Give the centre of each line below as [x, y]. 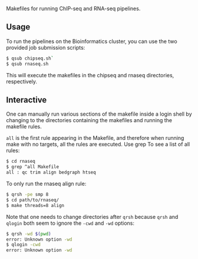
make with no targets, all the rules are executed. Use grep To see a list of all [98, 145]
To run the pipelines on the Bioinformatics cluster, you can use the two [92, 41]
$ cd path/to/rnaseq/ [33, 200]
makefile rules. [24, 127]
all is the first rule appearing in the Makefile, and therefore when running [95, 138]
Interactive [27, 100]
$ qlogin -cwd [24, 245]
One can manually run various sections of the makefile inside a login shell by [99, 114]
